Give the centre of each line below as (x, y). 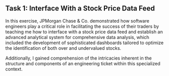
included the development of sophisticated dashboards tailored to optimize (84, 43)
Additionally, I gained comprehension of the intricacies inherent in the (79, 58)
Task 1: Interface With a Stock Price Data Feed (80, 8)
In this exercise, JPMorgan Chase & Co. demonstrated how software (77, 21)
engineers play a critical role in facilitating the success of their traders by (82, 26)
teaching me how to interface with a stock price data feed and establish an (84, 32)
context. (14, 69)
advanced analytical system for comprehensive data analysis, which (77, 37)
